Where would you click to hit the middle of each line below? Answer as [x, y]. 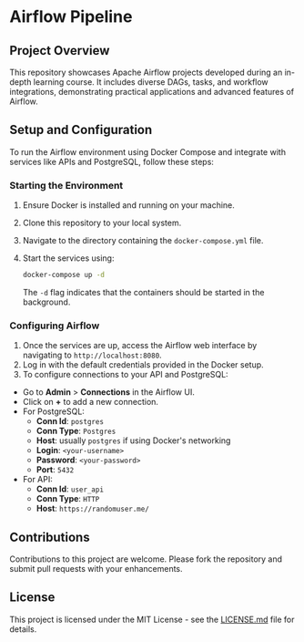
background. [46, 302]
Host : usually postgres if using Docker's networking [133, 440]
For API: [37, 480]
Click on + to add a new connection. [91, 402]
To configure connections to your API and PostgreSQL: [126, 375]
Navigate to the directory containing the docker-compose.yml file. [143, 241]
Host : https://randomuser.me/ [93, 509]
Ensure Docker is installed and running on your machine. [128, 205]
